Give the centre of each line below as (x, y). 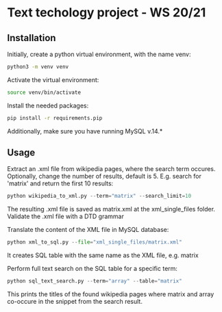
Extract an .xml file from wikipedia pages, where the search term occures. (111, 169)
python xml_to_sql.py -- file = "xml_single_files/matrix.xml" (95, 242)
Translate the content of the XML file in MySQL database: (88, 230)
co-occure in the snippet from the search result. (75, 302)
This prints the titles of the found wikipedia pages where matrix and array (111, 294)
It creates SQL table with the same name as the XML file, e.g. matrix (103, 255)
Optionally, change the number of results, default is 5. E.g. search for (104, 177)
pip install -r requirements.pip (55, 118)
